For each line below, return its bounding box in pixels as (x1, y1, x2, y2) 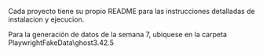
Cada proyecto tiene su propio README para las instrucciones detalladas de (8, 7, 255, 15)
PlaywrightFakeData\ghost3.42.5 (8, 38, 114, 47)
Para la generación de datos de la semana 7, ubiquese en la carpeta (8, 30, 228, 39)
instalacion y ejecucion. (8, 15, 85, 24)
